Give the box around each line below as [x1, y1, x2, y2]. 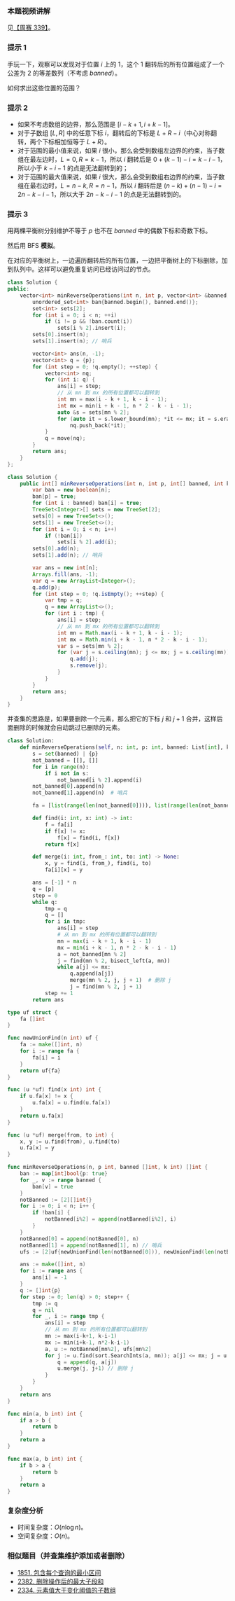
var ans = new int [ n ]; [32, 564, 99, 571]
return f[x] [44, 840, 80, 848]
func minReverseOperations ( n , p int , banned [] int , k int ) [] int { [7, 1164, 208, 1171]
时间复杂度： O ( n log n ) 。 [17, 1523, 87, 1532]
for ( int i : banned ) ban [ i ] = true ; [32, 499, 143, 507]
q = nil [32, 1306, 55, 1314]
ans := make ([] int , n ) [20, 1261, 86, 1268]
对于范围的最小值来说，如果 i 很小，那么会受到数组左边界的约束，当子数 [17, 146, 225, 155]
